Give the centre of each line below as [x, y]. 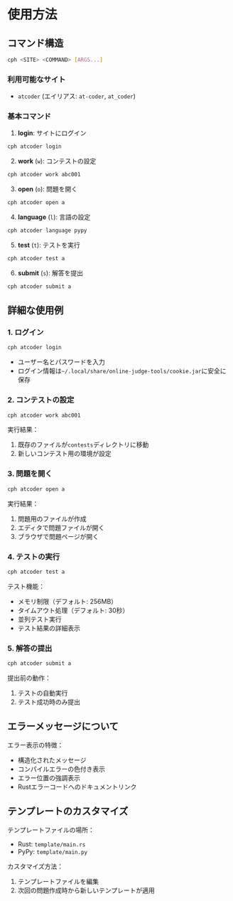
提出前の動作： [29, 678]
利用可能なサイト [37, 79]
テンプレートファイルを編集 [58, 881]
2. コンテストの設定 [41, 400]
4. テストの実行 [34, 557]
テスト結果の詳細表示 [49, 628]
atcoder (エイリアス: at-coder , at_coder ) [77, 96]
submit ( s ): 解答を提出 [50, 273]
